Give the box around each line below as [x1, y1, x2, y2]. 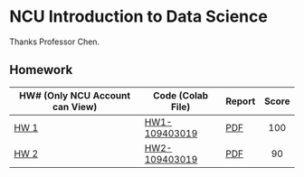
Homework [9, 62, 73, 78]
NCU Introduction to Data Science [9, 6, 269, 27]
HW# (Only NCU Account [19, 88, 131, 101]
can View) [52, 100, 98, 113]
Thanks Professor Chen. [9, 36, 100, 47]
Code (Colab [153, 88, 209, 101]
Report [225, 95, 256, 107]
